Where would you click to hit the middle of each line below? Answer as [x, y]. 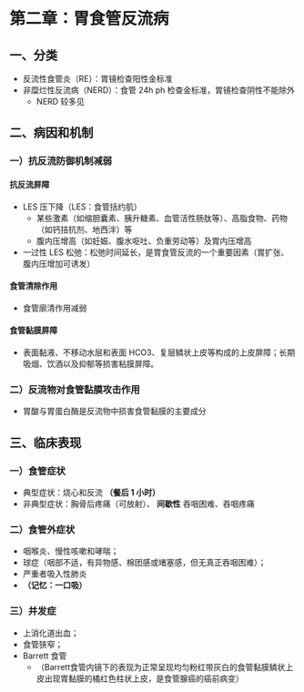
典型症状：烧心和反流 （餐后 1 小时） [91, 492]
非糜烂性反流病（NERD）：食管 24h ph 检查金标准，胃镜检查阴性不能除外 [159, 90]
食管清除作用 [33, 286]
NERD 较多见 [60, 102]
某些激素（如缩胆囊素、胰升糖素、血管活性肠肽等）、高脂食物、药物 [162, 218]
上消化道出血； [51, 633]
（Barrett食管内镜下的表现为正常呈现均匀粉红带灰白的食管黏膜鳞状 [161, 667]
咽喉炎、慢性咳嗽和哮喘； [71, 551]
